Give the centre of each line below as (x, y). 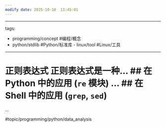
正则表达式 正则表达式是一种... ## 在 (79, 71)
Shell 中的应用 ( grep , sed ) (56, 95)
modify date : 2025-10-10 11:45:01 (42, 10)
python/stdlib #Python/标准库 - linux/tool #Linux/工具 (66, 44)
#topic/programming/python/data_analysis (49, 119)
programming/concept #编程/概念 (47, 38)
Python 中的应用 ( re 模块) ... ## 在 (74, 83)
